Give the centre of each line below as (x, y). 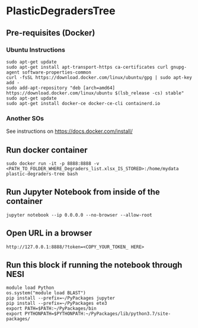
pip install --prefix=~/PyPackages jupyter (61, 298)
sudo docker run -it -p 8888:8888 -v (53, 163)
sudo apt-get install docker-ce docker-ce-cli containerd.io (83, 103)
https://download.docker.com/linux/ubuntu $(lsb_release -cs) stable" (95, 93)
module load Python (30, 288)
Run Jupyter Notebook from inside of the (83, 192)
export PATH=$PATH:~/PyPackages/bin (51, 309)
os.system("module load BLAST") (46, 293)
